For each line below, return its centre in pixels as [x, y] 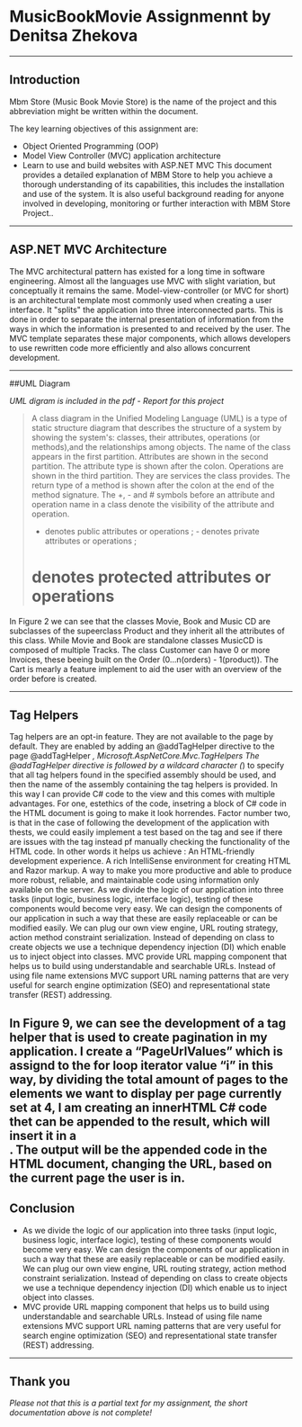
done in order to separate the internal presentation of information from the [147, 319]
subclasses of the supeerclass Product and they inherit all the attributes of [147, 631]
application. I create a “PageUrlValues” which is [146, 1051]
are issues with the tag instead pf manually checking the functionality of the [150, 842]
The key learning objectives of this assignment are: [104, 129]
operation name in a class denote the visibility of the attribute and [153, 504]
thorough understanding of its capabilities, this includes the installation [153, 184]
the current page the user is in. [98, 1177]
